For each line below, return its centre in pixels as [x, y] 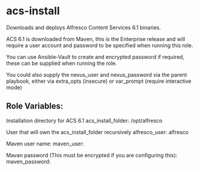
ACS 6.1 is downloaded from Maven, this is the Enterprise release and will [96, 39]
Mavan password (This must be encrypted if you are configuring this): [92, 155]
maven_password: [29, 161]
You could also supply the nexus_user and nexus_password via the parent [97, 74]
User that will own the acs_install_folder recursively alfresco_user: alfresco [97, 132]
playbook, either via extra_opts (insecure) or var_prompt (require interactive [99, 81]
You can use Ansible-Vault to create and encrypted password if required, [95, 57]
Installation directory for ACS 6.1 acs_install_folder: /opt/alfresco [84, 120]
